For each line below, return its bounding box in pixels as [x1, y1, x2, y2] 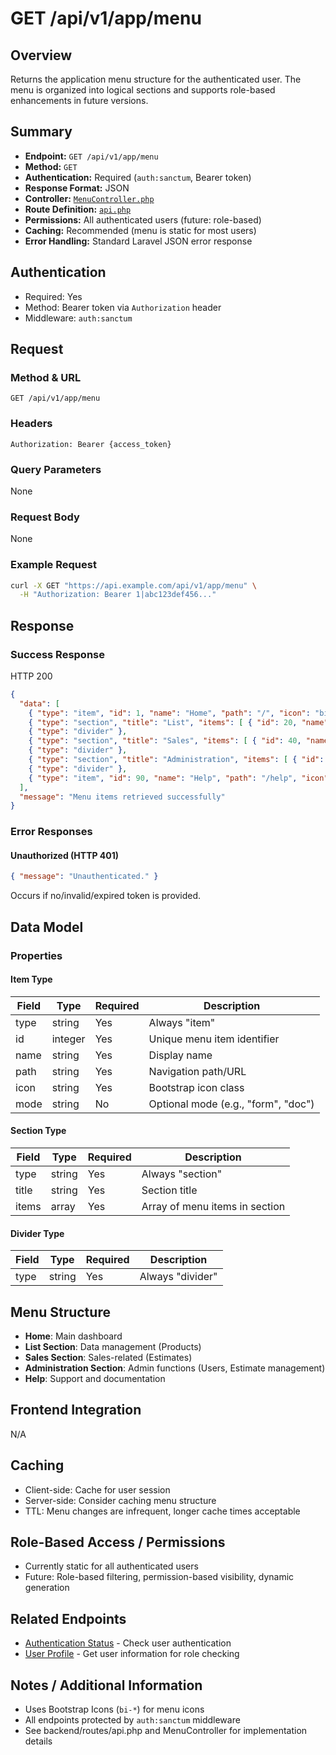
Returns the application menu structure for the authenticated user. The [10, 73, 302, 85]
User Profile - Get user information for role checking [24, 1648, 240, 1660]
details [24, 1735, 53, 1747]
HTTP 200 [10, 670, 53, 682]
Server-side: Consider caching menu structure [24, 1494, 217, 1506]
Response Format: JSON [24, 182, 130, 194]
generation [24, 1582, 70, 1594]
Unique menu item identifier [148, 1032, 280, 1046]
